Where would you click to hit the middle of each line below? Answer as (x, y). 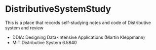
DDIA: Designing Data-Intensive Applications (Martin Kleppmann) (78, 37)
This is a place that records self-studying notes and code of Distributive (78, 23)
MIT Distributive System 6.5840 (44, 42)
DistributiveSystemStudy (58, 9)
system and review (24, 27)
